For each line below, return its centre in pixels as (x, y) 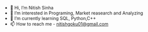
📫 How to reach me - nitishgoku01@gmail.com (59, 24)
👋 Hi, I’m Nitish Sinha (32, 8)
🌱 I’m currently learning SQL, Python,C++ (53, 18)
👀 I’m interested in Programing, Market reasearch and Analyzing (77, 13)
